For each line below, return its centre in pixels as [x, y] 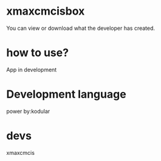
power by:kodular [28, 111]
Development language [66, 94]
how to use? [37, 53]
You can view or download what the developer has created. [81, 28]
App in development [32, 70]
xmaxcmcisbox [46, 11]
